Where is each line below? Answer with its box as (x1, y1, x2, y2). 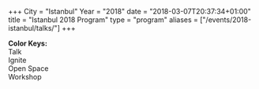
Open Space (8, 64, 49, 73)
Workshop (8, 72, 42, 81)
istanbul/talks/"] (8, 24, 61, 32)
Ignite (8, 55, 27, 65)
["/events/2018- (200, 15, 252, 24)
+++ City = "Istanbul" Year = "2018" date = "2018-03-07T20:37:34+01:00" (8, 7, 251, 16)
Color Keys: (8, 39, 47, 48)
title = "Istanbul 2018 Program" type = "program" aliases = (8, 15, 199, 24)
